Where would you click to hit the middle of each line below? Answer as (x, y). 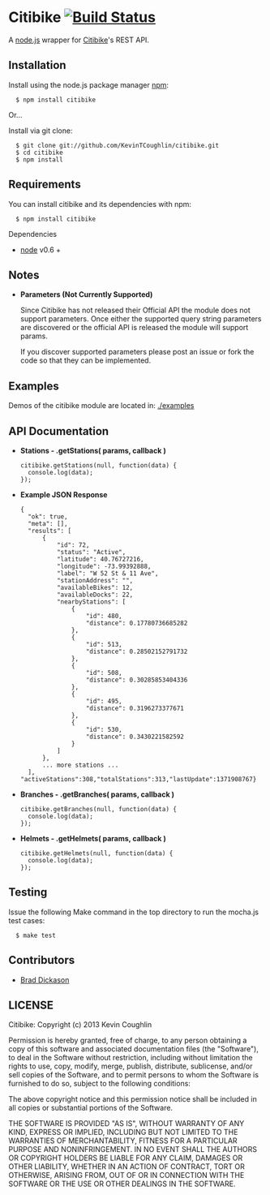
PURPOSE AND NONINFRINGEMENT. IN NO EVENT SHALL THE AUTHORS (133, 1150)
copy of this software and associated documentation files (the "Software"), (134, 1049)
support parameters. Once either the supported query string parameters (141, 319)
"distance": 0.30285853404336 (137, 680)
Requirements (45, 185)
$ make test (36, 935)
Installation (37, 65)
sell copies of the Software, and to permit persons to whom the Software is (134, 1075)
